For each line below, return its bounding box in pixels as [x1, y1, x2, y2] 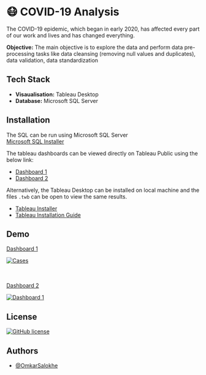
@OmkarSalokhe [15, 362, 58, 369]
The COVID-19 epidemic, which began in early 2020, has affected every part [6, 25, 200, 32]
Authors [6, 346, 39, 356]
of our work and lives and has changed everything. [6, 31, 135, 39]
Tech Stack [6, 74, 50, 85]
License [6, 311, 37, 322]
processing [6, 50, 35, 57]
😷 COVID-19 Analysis [6, 5, 120, 19]
